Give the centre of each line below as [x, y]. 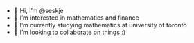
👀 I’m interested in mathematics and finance [77, 18]
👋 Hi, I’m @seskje [38, 11]
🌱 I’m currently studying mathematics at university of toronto [100, 25]
